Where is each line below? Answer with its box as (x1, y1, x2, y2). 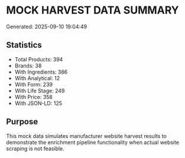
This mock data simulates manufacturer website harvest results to (6, 132, 167, 139)
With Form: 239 (14, 81, 53, 88)
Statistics (6, 40, 43, 50)
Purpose (6, 117, 38, 127)
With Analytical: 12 (14, 74, 60, 81)
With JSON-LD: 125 (14, 100, 62, 107)
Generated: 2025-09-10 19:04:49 (6, 23, 87, 30)
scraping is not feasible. (6, 145, 65, 152)
